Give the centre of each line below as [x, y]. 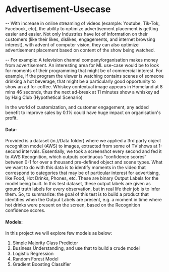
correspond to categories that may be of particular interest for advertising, [82, 173]
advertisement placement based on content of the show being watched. [80, 50]
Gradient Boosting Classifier [42, 264]
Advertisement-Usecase [58, 9]
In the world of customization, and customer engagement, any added [77, 107]
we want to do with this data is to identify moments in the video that [76, 168]
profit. [12, 118]
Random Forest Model [36, 259]
